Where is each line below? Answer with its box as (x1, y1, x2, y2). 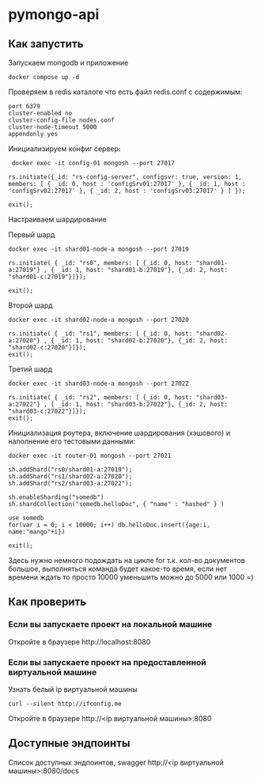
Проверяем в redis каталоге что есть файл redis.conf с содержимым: (8, 87, 243, 96)
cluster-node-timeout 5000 (8, 123, 97, 131)
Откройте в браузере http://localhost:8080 (8, 637, 151, 646)
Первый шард (8, 230, 55, 239)
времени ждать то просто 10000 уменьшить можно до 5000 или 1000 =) (8, 572, 255, 582)
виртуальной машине (8, 667, 97, 678)
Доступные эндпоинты (8, 737, 130, 750)
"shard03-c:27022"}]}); (8, 407, 87, 415)
